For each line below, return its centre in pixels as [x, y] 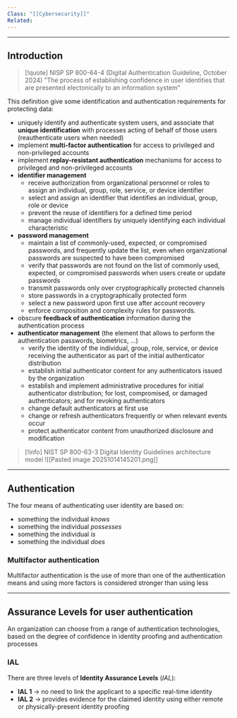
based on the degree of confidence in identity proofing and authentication [115, 637]
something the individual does [61, 542]
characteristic [48, 228]
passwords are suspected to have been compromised [106, 258]
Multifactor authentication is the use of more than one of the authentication [116, 575]
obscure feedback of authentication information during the [104, 318]
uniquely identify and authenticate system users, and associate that [116, 123]
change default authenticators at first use [88, 408]
